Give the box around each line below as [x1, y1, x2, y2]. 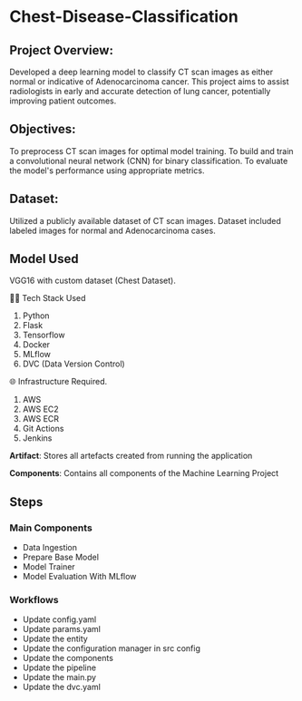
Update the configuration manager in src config [22, 643, 201, 654]
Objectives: [9, 122, 76, 137]
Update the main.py [22, 672, 97, 683]
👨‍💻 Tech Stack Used [9, 293, 86, 304]
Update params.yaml [22, 624, 102, 635]
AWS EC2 [22, 404, 59, 414]
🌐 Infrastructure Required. [9, 376, 108, 387]
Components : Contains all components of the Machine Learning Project [9, 468, 279, 479]
